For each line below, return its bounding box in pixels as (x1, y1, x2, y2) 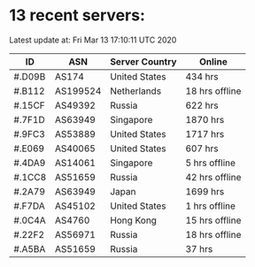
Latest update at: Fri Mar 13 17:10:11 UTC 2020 (9, 34, 177, 45)
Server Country (110, 55, 177, 67)
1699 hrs (185, 185, 225, 197)
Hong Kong (110, 214, 158, 226)
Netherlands (110, 85, 162, 97)
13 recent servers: (9, 5, 146, 26)
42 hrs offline (185, 171, 242, 183)
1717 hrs (185, 127, 225, 140)
